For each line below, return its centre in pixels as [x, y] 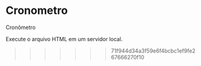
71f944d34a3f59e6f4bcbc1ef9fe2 [153, 51]
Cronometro [37, 11]
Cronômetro [21, 27]
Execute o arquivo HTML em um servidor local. [64, 39]
